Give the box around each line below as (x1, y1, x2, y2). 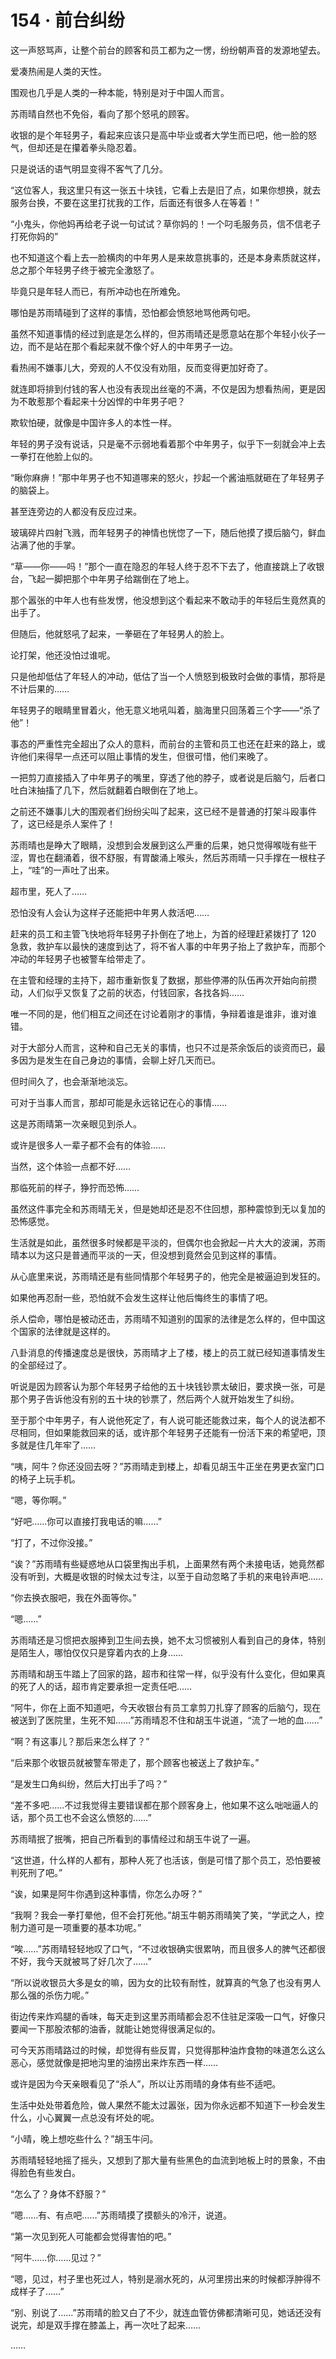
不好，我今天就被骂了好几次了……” (10, 1955, 152, 1967)
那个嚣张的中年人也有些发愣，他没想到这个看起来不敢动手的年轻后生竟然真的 (10, 594, 326, 606)
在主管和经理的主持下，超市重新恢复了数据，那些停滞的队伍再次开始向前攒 (10, 974, 317, 986)
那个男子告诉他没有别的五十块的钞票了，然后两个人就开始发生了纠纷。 (10, 1392, 300, 1405)
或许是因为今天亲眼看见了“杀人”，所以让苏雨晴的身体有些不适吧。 (10, 2077, 282, 2090)
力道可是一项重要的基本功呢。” (18, 1921, 142, 1933)
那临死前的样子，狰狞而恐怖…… (10, 1181, 140, 1193)
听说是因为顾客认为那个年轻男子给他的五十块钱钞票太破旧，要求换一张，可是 (10, 1380, 326, 1392)
